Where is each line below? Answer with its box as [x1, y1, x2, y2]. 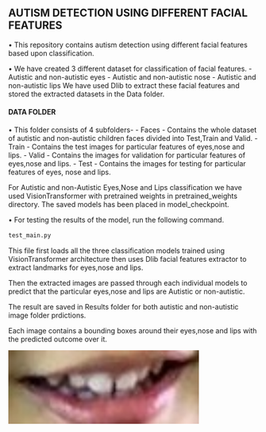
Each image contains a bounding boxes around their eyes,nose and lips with [8, 325, 257, 335]
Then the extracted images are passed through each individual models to [8, 278, 248, 287]
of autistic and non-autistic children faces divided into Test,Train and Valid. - [8, 134, 258, 143]
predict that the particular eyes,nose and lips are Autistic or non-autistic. [8, 286, 245, 296]
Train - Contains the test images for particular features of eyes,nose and [8, 142, 245, 152]
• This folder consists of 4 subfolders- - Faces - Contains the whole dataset [8, 125, 257, 134]
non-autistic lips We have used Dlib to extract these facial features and [8, 80, 240, 90]
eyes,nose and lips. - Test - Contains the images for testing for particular [8, 159, 246, 169]
